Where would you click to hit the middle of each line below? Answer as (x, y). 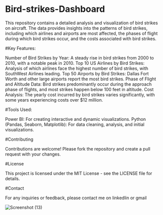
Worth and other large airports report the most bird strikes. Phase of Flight (81, 79)
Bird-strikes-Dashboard (55, 9)
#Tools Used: (19, 109)
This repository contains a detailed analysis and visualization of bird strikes (81, 23)
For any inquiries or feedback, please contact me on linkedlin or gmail (76, 198)
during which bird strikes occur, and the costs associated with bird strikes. (81, 39)
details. (13, 178)
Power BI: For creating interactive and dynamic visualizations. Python (76, 119)
